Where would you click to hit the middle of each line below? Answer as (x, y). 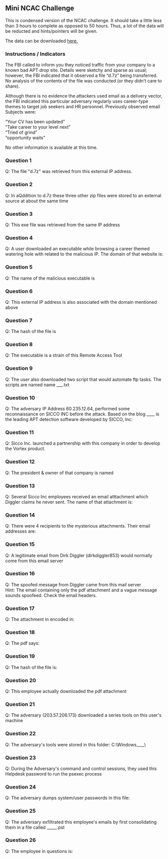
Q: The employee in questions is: (39, 851)
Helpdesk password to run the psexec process (54, 774)
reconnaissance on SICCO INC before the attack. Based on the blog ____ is (82, 414)
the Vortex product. (25, 449)
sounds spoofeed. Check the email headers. (51, 595)
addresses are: (21, 531)
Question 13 (20, 486)
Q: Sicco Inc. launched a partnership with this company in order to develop (83, 443)
